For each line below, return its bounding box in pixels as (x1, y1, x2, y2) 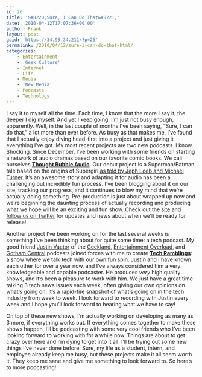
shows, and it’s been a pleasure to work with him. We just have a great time (6, 275, 193, 282)
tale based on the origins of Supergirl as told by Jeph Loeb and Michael (6, 167, 184, 174)
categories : (6, 48, 36, 54)
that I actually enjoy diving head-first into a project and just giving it (6, 135, 174, 142)
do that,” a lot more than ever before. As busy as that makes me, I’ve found (6, 128, 192, 136)
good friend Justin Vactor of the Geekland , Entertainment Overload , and (6, 242, 185, 250)
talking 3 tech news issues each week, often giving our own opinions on (6, 281, 185, 288)
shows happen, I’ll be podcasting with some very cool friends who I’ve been (6, 325, 195, 332)
